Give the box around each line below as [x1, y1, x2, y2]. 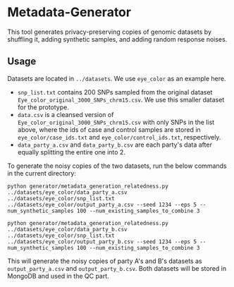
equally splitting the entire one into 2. [17, 147, 125, 156]
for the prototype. [17, 103, 69, 111]
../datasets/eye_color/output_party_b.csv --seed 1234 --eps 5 [7, 238, 197, 245]
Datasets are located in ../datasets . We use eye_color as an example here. [7, 74, 226, 83]
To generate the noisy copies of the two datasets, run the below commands [7, 161, 227, 170]
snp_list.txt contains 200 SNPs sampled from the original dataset [17, 87, 213, 96]
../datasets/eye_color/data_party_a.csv [7, 188, 128, 196]
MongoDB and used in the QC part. [7, 271, 109, 280]
